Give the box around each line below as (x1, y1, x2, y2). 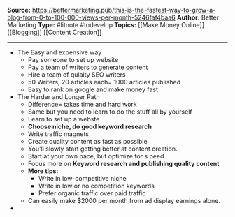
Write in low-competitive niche (38, 174, 127, 182)
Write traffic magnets (27, 130, 90, 138)
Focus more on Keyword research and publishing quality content (27, 160, 220, 167)
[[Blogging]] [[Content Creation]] (7, 28, 102, 36)
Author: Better (177, 13, 219, 22)
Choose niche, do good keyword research (27, 122, 152, 130)
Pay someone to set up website (27, 56, 119, 63)
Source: (7, 6, 31, 14)
